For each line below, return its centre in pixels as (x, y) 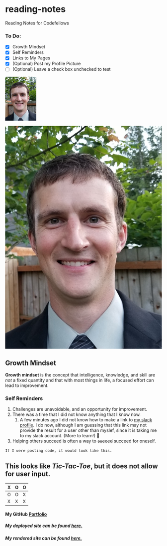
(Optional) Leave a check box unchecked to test (61, 69)
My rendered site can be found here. (43, 538)
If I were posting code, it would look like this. (59, 451)
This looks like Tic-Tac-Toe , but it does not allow (82, 466)
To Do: (13, 36)
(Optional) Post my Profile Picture (46, 64)
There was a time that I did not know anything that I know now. (76, 414)
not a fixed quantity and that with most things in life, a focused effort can (80, 380)
